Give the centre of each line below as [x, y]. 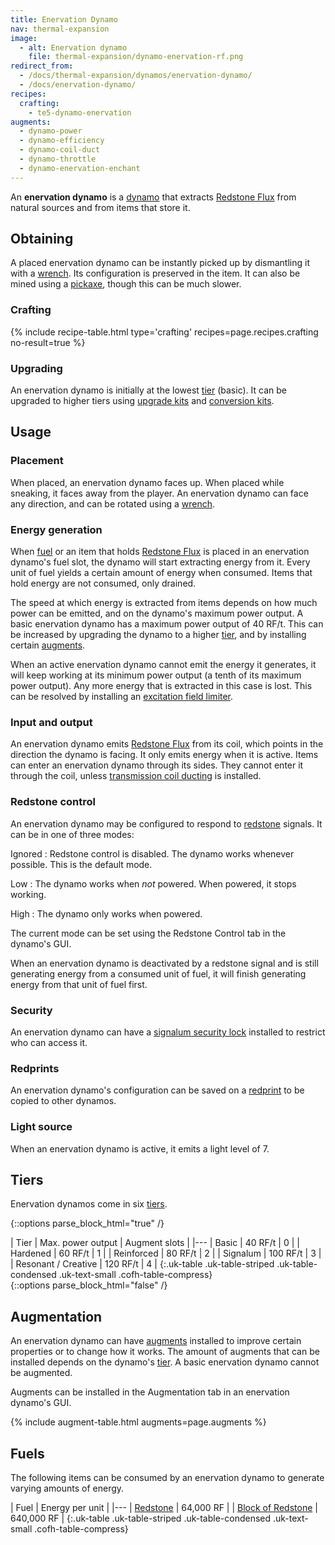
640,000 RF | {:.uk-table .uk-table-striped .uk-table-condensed [141, 1518]
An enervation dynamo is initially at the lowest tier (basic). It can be [148, 390]
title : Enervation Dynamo [64, 19]
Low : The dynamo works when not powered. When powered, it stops [153, 883]
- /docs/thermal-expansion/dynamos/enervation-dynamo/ [136, 76]
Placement [37, 461]
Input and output [51, 722]
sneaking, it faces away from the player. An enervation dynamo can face [159, 493]
